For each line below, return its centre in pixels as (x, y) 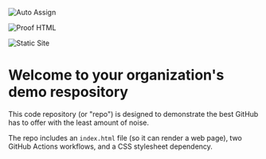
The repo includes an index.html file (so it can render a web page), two (125, 138)
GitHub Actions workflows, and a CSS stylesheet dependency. (111, 146)
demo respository (68, 92)
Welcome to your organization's (116, 75)
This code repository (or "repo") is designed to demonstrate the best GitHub (133, 114)
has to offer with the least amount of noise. (79, 122)
